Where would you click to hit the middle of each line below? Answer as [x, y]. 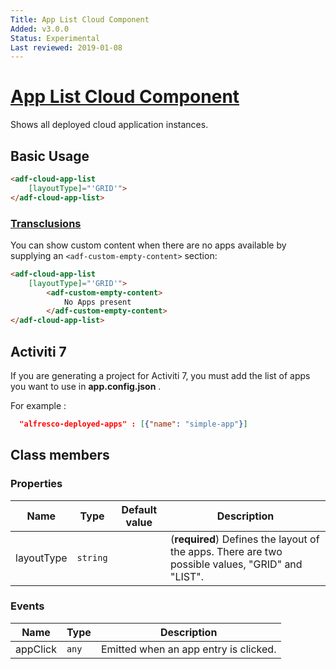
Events [27, 606]
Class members [60, 455]
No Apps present [97, 302]
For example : [38, 405]
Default [139, 509]
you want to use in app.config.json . [86, 386]
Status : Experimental [55, 38]
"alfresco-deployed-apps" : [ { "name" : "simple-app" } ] [133, 424]
